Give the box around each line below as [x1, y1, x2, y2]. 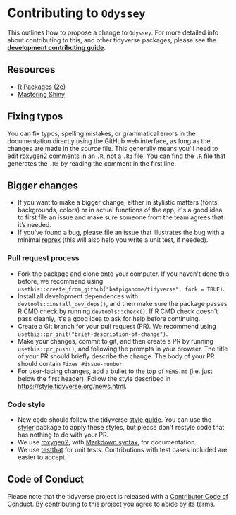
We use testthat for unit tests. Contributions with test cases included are [17, 445, 228, 454]
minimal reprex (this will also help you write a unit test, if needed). [17, 236, 209, 244]
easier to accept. [17, 453, 67, 461]
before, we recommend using [17, 277, 104, 285]
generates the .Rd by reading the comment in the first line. [7, 159, 177, 167]
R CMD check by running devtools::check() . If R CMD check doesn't [17, 307, 218, 315]
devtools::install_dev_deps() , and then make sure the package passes [17, 299, 228, 308]
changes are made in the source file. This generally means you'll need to [7, 144, 218, 152]
